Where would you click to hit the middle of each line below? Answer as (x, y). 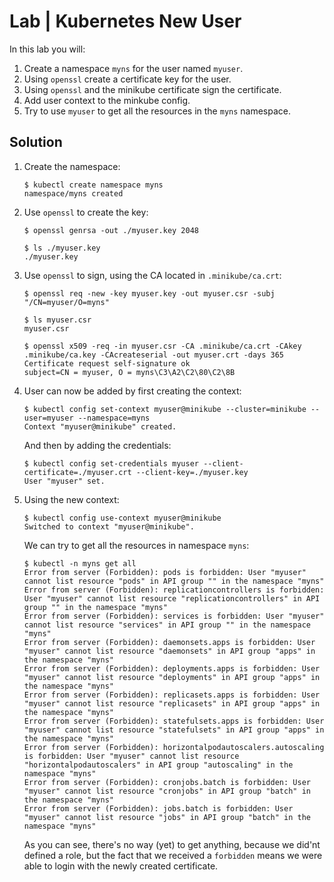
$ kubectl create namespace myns (93, 185)
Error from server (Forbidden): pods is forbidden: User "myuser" (165, 572)
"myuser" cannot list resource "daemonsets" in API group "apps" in (169, 651)
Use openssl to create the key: (86, 212)
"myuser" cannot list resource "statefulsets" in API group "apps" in (174, 730)
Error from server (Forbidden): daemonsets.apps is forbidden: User (169, 642)
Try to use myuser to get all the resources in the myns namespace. (157, 111)
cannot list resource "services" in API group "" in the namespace (167, 625)
